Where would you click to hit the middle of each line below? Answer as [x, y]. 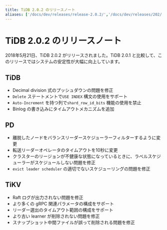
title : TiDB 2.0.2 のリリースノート [40, 10]
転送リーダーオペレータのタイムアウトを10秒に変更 [65, 150]
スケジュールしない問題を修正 [65, 163]
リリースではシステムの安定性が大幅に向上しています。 [66, 62]
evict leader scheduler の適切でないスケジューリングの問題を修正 [81, 169]
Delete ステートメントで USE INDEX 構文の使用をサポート [70, 97]
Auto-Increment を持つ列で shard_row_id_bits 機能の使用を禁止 [77, 103]
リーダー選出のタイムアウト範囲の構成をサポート [63, 210]
